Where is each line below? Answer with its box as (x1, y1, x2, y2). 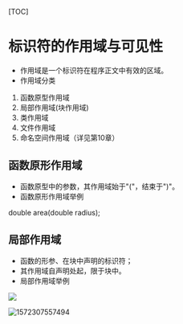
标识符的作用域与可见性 (8, 38, 164, 55)
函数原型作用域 (19, 92, 70, 102)
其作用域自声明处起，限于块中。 (19, 265, 126, 276)
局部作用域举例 (19, 276, 70, 285)
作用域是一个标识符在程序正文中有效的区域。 (19, 65, 169, 75)
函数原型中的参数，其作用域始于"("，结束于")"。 (19, 181, 180, 191)
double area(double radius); (8, 207, 100, 217)
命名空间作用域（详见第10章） (19, 133, 120, 142)
